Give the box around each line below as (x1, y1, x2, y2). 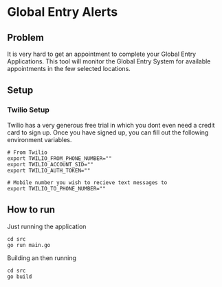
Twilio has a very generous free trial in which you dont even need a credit (7, 121, 215, 129)
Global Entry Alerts (7, 4, 118, 20)
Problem (7, 32, 45, 43)
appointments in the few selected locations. (7, 65, 131, 72)
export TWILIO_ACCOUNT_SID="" (7, 161, 94, 168)
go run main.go (7, 241, 51, 248)
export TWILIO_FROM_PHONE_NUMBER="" (7, 155, 112, 162)
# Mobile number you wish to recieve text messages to (7, 179, 168, 186)
